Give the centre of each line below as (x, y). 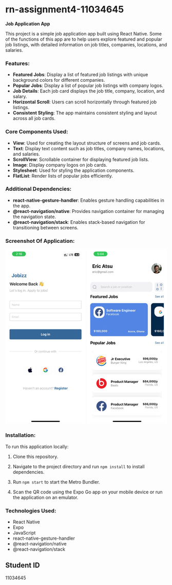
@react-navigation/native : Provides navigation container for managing (88, 211)
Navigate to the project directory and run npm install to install (79, 466)
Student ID (23, 565)
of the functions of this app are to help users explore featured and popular (84, 39)
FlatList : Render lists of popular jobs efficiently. (63, 175)
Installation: (21, 435)
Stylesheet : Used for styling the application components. (73, 170)
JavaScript (24, 533)
